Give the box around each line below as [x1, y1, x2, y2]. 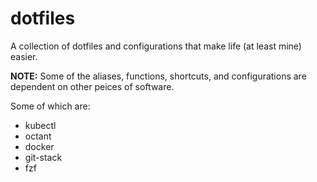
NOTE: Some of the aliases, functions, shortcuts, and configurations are [10, 70, 307, 82]
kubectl [24, 119, 57, 131]
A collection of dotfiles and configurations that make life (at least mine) [10, 40, 302, 52]
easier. [10, 50, 38, 62]
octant [24, 130, 52, 142]
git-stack [24, 151, 63, 163]
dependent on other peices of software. [10, 80, 175, 92]
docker [24, 140, 55, 152]
